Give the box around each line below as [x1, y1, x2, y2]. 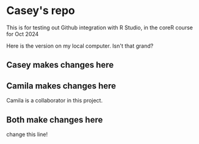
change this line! [6, 131, 48, 138]
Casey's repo [6, 4, 75, 18]
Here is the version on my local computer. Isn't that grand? [6, 42, 154, 49]
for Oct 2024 [6, 30, 39, 37]
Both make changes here [6, 114, 103, 125]
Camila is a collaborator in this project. [6, 97, 103, 104]
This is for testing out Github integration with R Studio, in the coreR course [6, 24, 194, 31]
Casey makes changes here [6, 60, 114, 70]
